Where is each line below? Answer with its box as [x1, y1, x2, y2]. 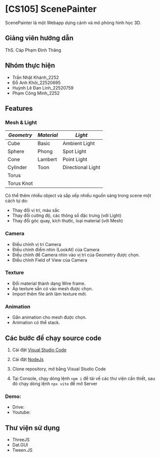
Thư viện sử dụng [5, 424, 60, 432]
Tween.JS [12, 447, 33, 453]
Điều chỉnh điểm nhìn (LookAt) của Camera [12, 246, 100, 252]
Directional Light [62, 164, 101, 171]
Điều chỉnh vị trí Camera [12, 241, 61, 247]
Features [5, 104, 33, 113]
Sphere [7, 148, 25, 155]
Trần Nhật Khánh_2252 [12, 74, 59, 80]
